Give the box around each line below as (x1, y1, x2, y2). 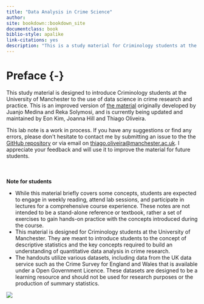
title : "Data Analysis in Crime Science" (6, 8, 113, 15)
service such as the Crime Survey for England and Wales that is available (15, 260, 198, 268)
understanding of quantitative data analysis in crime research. (15, 247, 171, 255)
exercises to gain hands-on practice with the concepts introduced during (15, 215, 198, 222)
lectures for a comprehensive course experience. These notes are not (15, 202, 190, 209)
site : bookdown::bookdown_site (6, 20, 86, 26)
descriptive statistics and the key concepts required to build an (15, 241, 173, 248)
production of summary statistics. (15, 280, 100, 287)
